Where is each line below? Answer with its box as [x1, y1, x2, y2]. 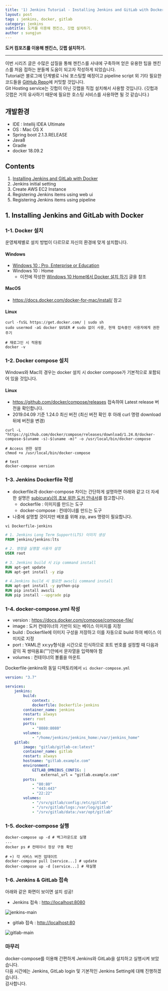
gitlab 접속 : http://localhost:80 [12, 919, 75, 925]
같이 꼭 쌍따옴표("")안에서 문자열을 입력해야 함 [12, 648, 103, 654]
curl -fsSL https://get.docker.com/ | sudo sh [5, 319, 104, 325]
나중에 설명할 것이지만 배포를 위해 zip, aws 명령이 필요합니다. [12, 513, 132, 519]
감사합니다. [5, 980, 27, 986]
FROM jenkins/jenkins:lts [5, 537, 59, 542]
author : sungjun [5, 30, 41, 35]
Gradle [12, 142, 26, 148]
